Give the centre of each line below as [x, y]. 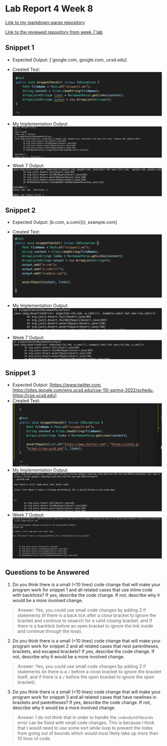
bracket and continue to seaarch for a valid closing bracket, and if [85, 621]
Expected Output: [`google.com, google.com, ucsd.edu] [70, 60]
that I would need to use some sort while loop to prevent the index [85, 728]
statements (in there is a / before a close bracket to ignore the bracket [89, 671]
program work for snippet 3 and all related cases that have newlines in [84, 697]
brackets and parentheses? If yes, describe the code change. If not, [82, 702]
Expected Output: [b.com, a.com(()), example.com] [65, 222]
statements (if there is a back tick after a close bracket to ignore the [87, 615]
